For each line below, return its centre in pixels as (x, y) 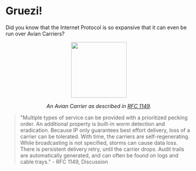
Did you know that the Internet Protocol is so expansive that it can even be (96, 27)
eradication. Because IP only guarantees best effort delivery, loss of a (105, 130)
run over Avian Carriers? (35, 33)
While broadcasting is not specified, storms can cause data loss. (99, 142)
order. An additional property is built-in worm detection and (92, 123)
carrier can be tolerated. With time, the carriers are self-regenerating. (105, 136)
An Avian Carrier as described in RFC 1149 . (99, 106)
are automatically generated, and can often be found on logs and (99, 155)
